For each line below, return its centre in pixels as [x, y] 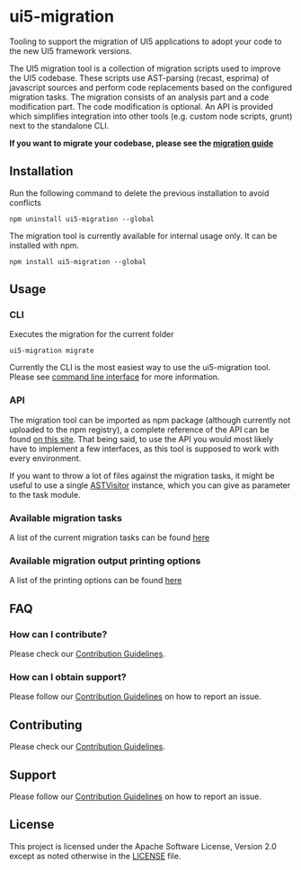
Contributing [46, 725]
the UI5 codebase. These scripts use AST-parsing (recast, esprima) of [139, 77]
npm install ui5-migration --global [78, 262]
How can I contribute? [58, 634]
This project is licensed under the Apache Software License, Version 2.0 [143, 846]
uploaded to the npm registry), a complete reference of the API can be [139, 430]
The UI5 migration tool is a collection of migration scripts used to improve [145, 68]
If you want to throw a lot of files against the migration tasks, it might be [142, 475]
